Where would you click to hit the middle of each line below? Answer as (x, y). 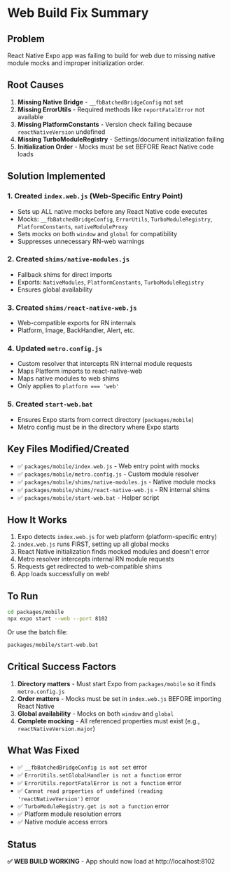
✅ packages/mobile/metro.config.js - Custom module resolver (108, 474)
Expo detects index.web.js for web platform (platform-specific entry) (117, 537)
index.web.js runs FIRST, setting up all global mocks (93, 544)
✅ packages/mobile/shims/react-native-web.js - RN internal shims (113, 489)
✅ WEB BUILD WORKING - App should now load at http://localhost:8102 (111, 861)
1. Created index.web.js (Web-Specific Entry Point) (95, 196)
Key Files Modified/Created (68, 449)
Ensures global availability (55, 289)
